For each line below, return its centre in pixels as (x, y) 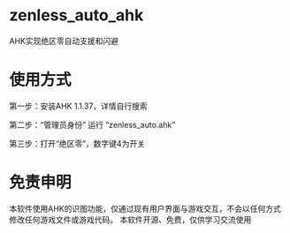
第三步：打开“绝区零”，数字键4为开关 (77, 143)
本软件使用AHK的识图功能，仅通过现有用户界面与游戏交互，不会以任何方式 (145, 208)
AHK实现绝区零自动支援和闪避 (64, 41)
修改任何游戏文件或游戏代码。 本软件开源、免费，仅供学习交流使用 (130, 219)
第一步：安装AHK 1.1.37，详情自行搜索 (78, 106)
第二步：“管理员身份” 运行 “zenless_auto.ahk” (92, 124)
